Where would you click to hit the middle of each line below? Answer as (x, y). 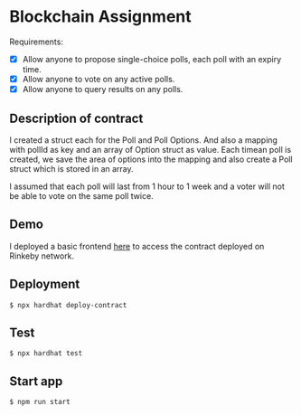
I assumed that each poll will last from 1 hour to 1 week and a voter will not (147, 186)
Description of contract (76, 118)
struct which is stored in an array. (71, 168)
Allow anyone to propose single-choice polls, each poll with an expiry (152, 59)
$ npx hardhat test (46, 354)
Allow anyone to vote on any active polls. (99, 79)
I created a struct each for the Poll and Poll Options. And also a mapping (144, 140)
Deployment (45, 284)
